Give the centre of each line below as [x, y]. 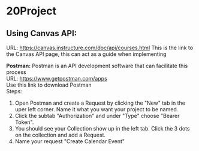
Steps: [14, 91]
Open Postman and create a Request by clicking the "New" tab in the [100, 103]
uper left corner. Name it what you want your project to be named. [97, 109]
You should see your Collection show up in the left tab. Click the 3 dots [102, 128]
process [16, 72]
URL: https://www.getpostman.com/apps [57, 79]
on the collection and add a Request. [60, 135]
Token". [24, 122]
